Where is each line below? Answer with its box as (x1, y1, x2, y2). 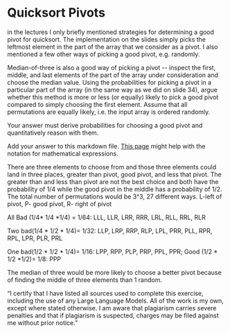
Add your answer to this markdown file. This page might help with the (7, 142, 206, 150)
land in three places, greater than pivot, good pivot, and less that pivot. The (7, 170, 222, 178)
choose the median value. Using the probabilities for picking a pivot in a (7, 78, 212, 86)
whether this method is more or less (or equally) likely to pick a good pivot (7, 92, 219, 101)
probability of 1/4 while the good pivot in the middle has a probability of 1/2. (7, 185, 223, 193)
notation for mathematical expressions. (7, 149, 119, 158)
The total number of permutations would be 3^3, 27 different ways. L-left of (7, 192, 222, 201)
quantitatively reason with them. (7, 128, 99, 137)
